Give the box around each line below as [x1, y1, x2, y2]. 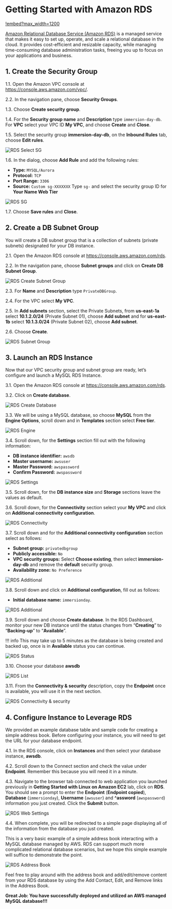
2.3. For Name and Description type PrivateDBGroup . [5, 287, 117, 294]
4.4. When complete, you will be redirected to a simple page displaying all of [5, 820, 167, 826]
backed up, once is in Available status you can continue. [5, 643, 125, 649]
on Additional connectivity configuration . [5, 510, 95, 516]
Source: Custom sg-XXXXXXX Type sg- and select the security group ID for [12, 183, 167, 189]
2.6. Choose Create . [5, 328, 48, 335]
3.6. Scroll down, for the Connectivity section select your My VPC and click [5, 505, 166, 511]
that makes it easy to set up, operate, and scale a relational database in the [5, 36, 164, 42]
